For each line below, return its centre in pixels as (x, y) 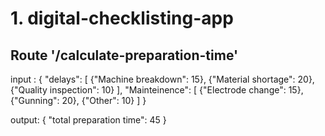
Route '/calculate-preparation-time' (124, 55)
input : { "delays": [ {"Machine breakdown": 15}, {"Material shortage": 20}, (162, 79)
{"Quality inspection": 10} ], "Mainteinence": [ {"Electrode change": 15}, (157, 90)
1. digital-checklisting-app (122, 18)
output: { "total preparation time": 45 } (88, 120)
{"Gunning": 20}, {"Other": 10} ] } (78, 100)
